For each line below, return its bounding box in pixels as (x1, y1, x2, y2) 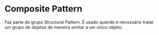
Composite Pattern (4, 3, 82, 14)
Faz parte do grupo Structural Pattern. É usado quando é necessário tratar (4, 19, 154, 25)
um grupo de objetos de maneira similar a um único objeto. (4, 24, 123, 30)
